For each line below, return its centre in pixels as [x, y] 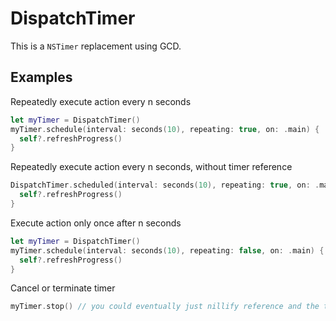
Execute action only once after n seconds [96, 223]
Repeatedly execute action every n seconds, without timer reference [151, 167]
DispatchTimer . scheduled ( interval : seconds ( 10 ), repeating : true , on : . [165, 185]
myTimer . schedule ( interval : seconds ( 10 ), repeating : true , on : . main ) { [165, 129]
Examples [41, 77]
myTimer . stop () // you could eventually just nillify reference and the [165, 307]
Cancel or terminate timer [63, 288]
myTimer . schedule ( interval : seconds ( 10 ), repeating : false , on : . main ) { [167, 250]
